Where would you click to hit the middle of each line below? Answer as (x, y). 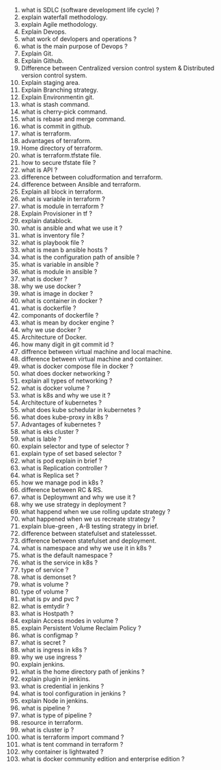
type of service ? (45, 570)
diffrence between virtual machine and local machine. (97, 351)
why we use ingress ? (51, 657)
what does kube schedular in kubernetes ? (81, 410)
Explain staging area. (50, 82)
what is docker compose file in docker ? (77, 366)
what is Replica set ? (50, 475)
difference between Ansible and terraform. (81, 184)
